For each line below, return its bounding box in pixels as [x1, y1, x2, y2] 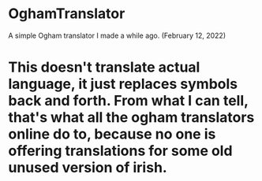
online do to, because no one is [8, 125, 216, 143]
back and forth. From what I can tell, [8, 92, 249, 110]
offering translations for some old [8, 142, 233, 160]
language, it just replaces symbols [8, 76, 238, 93]
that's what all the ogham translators [8, 109, 255, 127]
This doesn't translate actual [8, 58, 200, 76]
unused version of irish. [8, 159, 167, 177]
